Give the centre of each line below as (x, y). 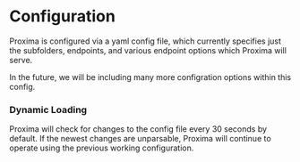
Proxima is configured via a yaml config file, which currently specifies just (146, 41)
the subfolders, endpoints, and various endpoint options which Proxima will (148, 50)
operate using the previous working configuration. (102, 148)
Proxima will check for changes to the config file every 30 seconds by (138, 129)
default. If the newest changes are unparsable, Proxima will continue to (140, 139)
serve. (21, 60)
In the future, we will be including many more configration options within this (150, 77)
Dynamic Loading (48, 109)
